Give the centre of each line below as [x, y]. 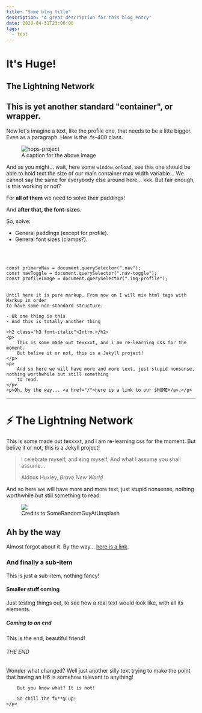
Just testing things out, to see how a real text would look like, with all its [95, 603]
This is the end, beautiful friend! [46, 638]
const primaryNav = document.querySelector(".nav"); [74, 268]
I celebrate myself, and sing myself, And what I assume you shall [101, 459]
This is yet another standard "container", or [90, 107]
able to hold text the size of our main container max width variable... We [95, 173]
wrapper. [23, 116]
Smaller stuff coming [33, 589]
